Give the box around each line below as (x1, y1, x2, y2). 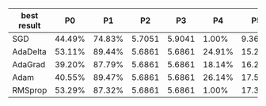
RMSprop (12, 85, 47, 96)
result (18, 20, 41, 31)
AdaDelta (12, 47, 47, 57)
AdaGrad (12, 59, 46, 70)
